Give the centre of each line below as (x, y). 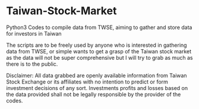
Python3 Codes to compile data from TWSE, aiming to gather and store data (99, 27)
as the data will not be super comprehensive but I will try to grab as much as (99, 57)
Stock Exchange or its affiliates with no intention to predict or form (87, 82)
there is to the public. (32, 64)
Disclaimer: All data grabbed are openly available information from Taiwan (97, 75)
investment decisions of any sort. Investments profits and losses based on (97, 88)
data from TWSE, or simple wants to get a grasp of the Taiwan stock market (99, 51)
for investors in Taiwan (34, 33)
